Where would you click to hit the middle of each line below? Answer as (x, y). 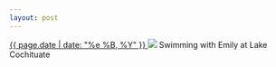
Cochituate (30, 54)
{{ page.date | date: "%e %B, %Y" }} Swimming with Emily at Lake (138, 44)
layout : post (34, 18)
